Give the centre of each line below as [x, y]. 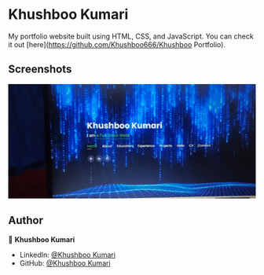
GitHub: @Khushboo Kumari [65, 263]
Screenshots [40, 70]
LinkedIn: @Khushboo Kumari [68, 255]
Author [26, 220]
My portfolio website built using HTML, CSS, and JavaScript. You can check [131, 36]
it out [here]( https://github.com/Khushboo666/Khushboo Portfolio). [117, 44]
